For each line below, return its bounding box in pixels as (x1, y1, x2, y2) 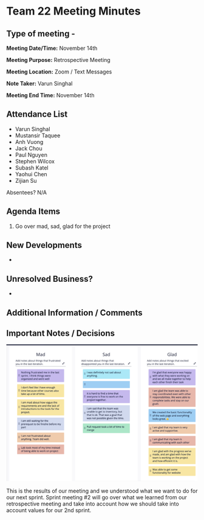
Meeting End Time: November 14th (6, 92, 95, 98)
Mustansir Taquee (15, 132, 61, 139)
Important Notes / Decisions (6, 328, 115, 338)
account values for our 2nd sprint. (6, 507, 92, 514)
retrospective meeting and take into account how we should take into (6, 500, 179, 508)
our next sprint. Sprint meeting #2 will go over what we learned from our (6, 494, 187, 501)
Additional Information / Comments (6, 307, 143, 318)
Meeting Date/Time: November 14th (6, 44, 98, 52)
